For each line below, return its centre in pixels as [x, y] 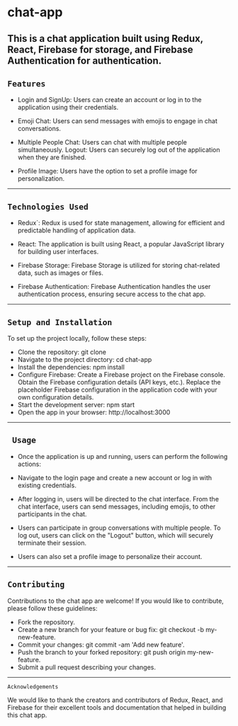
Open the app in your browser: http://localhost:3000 [94, 412]
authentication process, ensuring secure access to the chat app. [112, 294]
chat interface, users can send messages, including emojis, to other [117, 506]
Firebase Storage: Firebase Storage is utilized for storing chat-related [119, 266]
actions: [29, 464]
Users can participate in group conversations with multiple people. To [119, 528]
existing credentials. [47, 485]
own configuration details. [56, 397]
